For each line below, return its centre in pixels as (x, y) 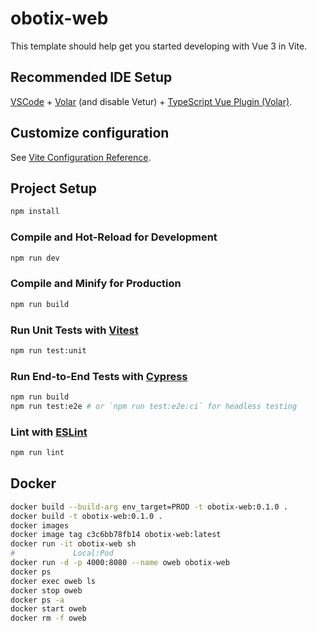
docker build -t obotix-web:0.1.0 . (86, 516)
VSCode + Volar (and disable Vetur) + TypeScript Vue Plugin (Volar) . (151, 101)
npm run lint (37, 453)
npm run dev (35, 258)
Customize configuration (90, 133)
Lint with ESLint (49, 432)
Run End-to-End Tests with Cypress (99, 376)
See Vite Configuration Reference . (81, 157)
